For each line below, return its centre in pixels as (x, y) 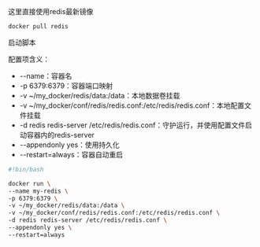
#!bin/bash (26, 169)
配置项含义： (29, 59)
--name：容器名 (46, 76)
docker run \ (30, 183)
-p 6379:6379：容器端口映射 (66, 86)
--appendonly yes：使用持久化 (69, 145)
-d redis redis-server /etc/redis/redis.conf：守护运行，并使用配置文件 (132, 125)
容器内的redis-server (60, 135)
